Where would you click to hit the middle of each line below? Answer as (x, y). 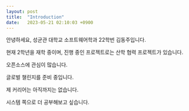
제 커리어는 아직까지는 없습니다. (42, 90)
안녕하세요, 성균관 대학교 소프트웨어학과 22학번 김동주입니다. (76, 40)
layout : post (22, 11)
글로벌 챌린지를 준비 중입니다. (40, 78)
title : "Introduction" (35, 17)
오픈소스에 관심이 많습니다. (37, 65)
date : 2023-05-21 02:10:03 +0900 (50, 22)
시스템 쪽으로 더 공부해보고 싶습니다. (48, 102)
